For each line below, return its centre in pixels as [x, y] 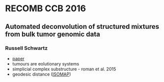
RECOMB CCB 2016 [46, 9]
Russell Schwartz [26, 48]
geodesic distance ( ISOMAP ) [42, 74]
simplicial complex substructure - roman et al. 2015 [64, 69]
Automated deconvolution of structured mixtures [82, 27]
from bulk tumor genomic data [53, 34]
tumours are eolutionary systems [46, 63]
